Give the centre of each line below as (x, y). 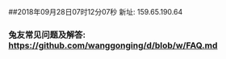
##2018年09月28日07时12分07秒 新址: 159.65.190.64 (96, 12)
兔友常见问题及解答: (47, 35)
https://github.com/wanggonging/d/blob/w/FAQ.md (113, 45)
